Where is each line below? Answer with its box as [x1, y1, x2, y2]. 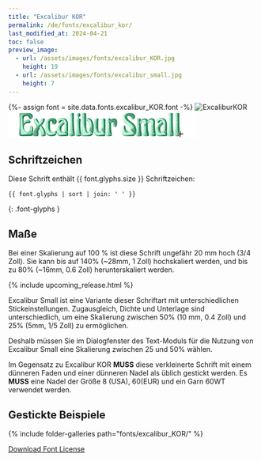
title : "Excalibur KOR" [8, 13, 87, 21]
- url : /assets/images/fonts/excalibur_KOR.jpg [15, 55, 176, 62]
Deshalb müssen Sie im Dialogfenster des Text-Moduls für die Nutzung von [8, 336, 254, 346]
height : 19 [22, 63, 59, 71]
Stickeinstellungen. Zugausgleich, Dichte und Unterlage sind [8, 304, 206, 314]
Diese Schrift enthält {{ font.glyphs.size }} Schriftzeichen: [8, 174, 195, 183]
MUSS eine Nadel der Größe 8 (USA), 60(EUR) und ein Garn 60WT [8, 376, 226, 387]
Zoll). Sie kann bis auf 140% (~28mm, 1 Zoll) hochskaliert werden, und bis [8, 257, 248, 266]
